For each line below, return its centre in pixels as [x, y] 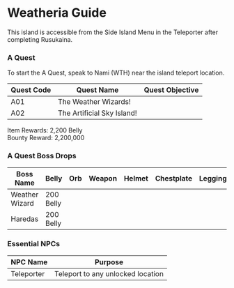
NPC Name [29, 262]
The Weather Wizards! [94, 102]
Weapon [103, 178]
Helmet [136, 178]
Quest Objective [171, 90]
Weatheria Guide [57, 13]
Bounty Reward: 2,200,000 [46, 138]
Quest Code [31, 90]
